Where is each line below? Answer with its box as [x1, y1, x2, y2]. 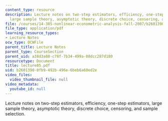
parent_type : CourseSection [5, 49, 64, 54]
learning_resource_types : [5, 30, 59, 35]
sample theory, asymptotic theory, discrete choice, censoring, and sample [5, 105, 158, 111]
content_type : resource [5, 7, 55, 12]
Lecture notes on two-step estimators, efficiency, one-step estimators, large [5, 100, 162, 106]
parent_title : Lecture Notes [5, 44, 66, 49]
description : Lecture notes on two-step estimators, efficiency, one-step [5, 12, 164, 17]
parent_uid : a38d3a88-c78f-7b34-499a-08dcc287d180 [5, 53, 113, 59]
